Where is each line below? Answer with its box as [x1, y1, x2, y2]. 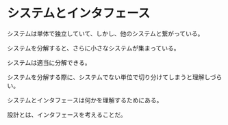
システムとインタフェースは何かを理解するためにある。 [7, 96, 163, 104]
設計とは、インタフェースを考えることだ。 [7, 110, 127, 119]
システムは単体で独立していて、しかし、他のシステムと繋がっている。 [7, 29, 204, 38]
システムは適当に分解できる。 [7, 58, 91, 66]
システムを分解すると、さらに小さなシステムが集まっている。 [7, 44, 180, 52]
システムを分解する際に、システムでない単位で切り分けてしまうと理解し [7, 72, 210, 81]
